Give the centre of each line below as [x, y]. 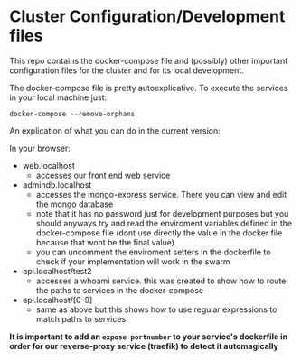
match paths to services [81, 318]
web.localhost [48, 165]
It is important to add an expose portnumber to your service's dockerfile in [149, 337]
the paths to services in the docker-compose [120, 290]
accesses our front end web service [103, 175]
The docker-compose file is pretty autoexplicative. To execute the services [149, 88]
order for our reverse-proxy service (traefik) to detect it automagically [144, 346]
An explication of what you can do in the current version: [115, 130]
